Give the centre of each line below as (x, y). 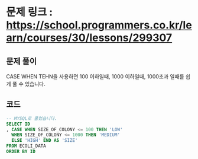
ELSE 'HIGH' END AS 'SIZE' (45, 141)
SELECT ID (18, 124)
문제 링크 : (30, 12)
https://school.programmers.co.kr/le (99, 25)
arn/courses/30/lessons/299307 (89, 38)
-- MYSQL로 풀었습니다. (32, 118)
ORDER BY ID (21, 152)
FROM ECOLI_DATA (26, 146)
